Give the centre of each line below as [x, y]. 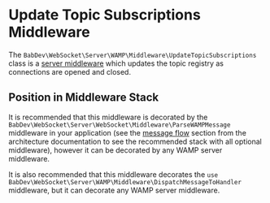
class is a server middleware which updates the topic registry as [116, 63]
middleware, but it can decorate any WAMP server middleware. [114, 190]
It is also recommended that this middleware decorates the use [113, 174]
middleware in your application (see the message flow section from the [127, 132]
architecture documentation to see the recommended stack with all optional [135, 141]
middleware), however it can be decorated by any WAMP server [115, 150]
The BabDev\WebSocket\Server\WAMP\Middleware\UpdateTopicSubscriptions [133, 54]
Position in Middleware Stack [84, 98]
